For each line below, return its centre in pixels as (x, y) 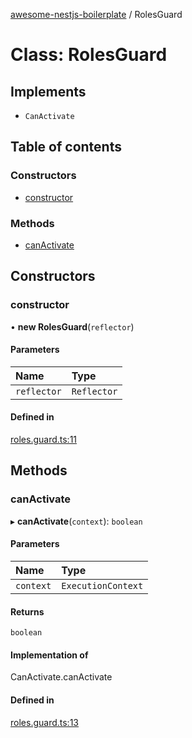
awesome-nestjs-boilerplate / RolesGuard (96, 14)
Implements (48, 91)
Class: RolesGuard (89, 55)
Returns (27, 611)
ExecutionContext (102, 585)
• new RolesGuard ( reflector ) (72, 326)
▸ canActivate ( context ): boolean (76, 521)
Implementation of (49, 655)
